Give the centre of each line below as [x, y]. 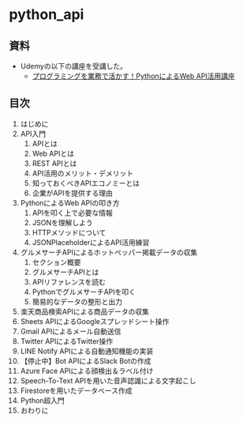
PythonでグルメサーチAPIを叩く [84, 292]
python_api [47, 15]
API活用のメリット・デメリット [82, 173]
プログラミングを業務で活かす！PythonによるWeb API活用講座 [133, 76]
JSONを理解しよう [62, 222]
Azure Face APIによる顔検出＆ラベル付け [87, 371]
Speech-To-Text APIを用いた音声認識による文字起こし [108, 380]
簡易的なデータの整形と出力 [77, 301]
